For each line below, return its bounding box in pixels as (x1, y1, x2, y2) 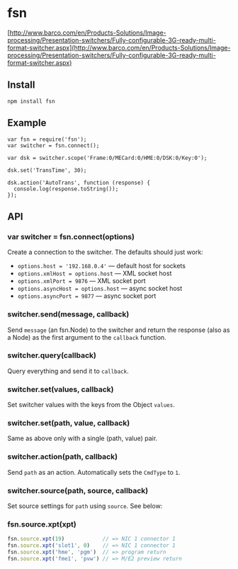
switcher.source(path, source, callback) (7, 485, 149, 495)
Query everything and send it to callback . (7, 367, 129, 375)
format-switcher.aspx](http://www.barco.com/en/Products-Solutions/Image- (7, 43, 231, 52)
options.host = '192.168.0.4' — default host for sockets (17, 262, 186, 270)
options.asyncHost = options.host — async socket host (17, 284, 183, 293)
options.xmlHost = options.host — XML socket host (17, 269, 172, 277)
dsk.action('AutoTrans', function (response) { (7, 179, 151, 186)
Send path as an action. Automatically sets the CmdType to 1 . (7, 468, 181, 476)
